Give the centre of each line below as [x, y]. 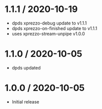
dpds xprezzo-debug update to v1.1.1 [49, 23]
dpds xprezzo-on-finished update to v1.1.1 [54, 28]
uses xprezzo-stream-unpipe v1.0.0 [48, 33]
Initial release [25, 101]
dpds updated [26, 67]
